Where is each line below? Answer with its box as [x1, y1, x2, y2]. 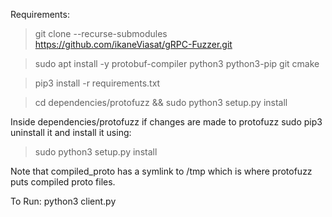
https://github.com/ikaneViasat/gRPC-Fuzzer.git [34, 39, 233, 50]
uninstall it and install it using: [10, 127, 132, 138]
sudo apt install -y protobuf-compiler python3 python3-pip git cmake [34, 58, 320, 69]
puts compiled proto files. [10, 176, 116, 188]
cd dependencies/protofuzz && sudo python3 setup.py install [34, 97, 288, 108]
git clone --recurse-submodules [34, 28, 168, 39]
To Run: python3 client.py [10, 195, 117, 207]
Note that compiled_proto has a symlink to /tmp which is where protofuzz [10, 165, 313, 177]
